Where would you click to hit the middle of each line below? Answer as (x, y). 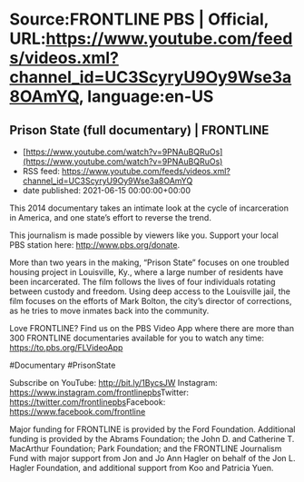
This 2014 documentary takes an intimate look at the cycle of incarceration (149, 208)
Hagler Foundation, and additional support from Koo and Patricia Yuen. (142, 468)
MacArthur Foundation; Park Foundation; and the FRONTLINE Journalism (146, 448)
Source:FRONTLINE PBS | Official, (139, 20)
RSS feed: (41, 171)
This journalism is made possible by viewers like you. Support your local (144, 235)
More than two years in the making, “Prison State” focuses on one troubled (149, 262)
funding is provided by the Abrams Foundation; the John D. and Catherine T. (152, 439)
